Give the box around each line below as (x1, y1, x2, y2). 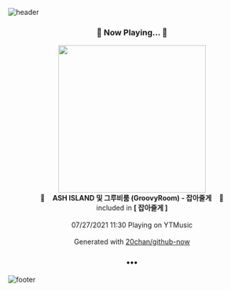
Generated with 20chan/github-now (74, 237, 190, 247)
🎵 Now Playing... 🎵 (96, 27, 168, 38)
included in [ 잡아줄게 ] (96, 203, 168, 212)
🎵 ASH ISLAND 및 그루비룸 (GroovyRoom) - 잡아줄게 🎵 (40, 193, 224, 203)
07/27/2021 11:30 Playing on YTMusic (71, 220, 193, 230)
